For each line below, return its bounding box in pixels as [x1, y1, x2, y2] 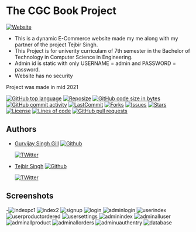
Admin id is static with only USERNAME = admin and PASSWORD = [14, 60, 177, 67]
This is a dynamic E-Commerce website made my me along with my [14, 35, 178, 42]
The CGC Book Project [6, 4, 117, 18]
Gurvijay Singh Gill [14, 139, 60, 147]
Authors [6, 124, 37, 134]
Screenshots [6, 191, 54, 201]
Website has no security [14, 72, 73, 79]
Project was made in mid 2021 [6, 83, 79, 90]
